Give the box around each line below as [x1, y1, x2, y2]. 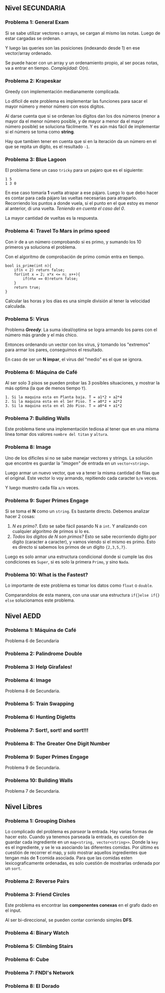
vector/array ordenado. [5, 50, 52, 56]
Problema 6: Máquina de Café [5, 369, 78, 376]
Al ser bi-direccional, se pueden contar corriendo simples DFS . [5, 917, 133, 923]
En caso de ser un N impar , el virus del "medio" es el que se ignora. [5, 356, 143, 362]
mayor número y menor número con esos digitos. [5, 103, 105, 109]
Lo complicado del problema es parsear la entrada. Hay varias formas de [5, 829, 154, 835]
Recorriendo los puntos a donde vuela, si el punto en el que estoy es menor [5, 200, 159, 206]
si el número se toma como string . [5, 129, 75, 135]
